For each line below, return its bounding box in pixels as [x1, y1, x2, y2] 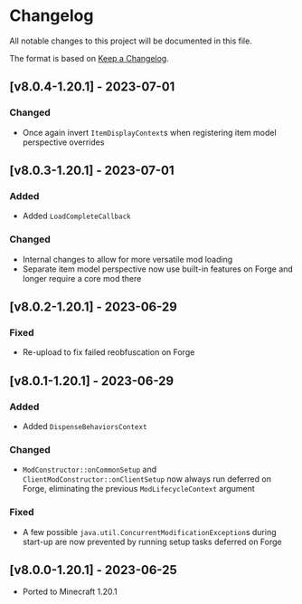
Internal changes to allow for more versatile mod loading [22, 254, 233, 264]
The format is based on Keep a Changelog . [9, 53, 169, 63]
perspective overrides [22, 137, 105, 148]
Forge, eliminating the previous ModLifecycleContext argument [22, 484, 255, 494]
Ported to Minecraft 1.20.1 [22, 586, 118, 598]
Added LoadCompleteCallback [22, 210, 131, 222]
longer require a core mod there [22, 273, 142, 283]
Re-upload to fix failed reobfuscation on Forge [22, 347, 195, 358]
